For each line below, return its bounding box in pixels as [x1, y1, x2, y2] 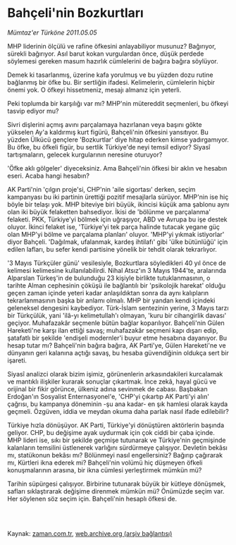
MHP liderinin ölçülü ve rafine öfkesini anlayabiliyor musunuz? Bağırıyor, [7, 42, 216, 50]
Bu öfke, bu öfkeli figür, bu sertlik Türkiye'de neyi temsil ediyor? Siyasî [7, 142, 211, 151]
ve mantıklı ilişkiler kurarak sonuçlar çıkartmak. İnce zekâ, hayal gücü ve [7, 377, 217, 386]
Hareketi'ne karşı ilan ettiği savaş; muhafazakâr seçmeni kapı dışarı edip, [7, 326, 218, 334]
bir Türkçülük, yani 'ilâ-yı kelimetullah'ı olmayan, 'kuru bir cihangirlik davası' [7, 311, 227, 319]
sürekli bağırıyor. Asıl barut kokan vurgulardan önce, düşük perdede [7, 49, 204, 58]
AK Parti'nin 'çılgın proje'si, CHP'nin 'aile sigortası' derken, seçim [7, 185, 196, 193]
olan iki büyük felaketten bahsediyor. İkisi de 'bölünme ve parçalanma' [7, 207, 211, 216]
